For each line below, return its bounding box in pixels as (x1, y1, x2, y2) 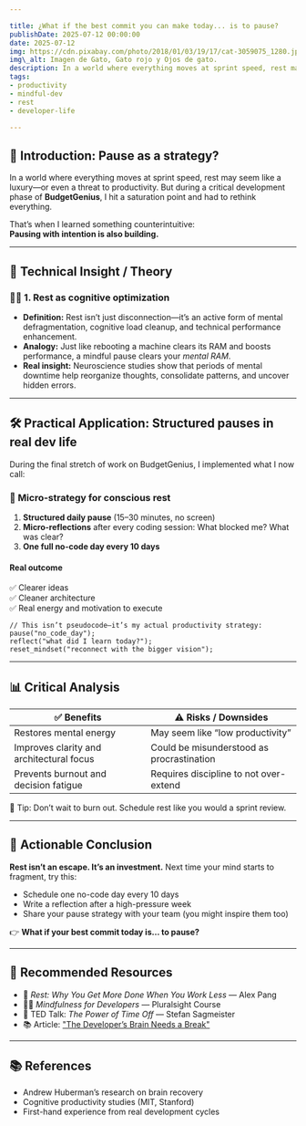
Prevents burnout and (14, 767, 107, 780)
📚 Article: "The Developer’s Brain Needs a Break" (22, 1018, 210, 1029)
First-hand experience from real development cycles (22, 1106, 220, 1118)
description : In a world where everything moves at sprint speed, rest (9, 64, 287, 73)
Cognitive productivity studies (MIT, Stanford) (22, 1097, 195, 1108)
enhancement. (22, 330, 77, 342)
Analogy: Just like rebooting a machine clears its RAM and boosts (22, 340, 271, 351)
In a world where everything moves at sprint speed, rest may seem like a (9, 172, 282, 183)
